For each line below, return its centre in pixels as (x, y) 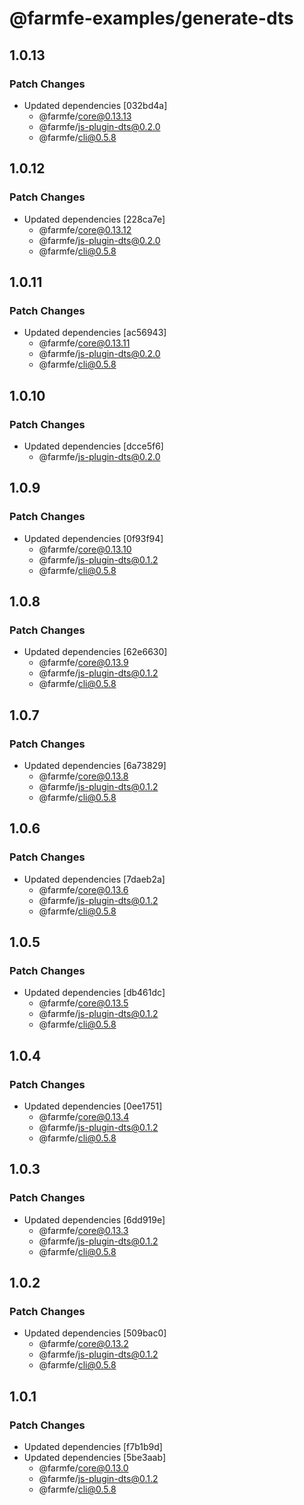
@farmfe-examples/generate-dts (151, 18)
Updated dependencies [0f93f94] (93, 538)
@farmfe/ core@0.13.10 (85, 549)
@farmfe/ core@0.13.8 (83, 776)
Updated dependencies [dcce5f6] (93, 446)
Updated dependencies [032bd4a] (95, 105)
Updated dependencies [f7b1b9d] (93, 1447)
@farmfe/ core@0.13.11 (84, 343)
